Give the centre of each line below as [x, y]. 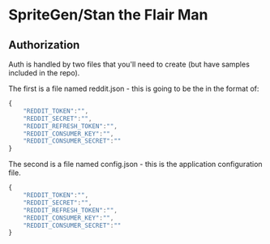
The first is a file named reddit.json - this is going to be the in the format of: [134, 88]
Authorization [44, 45]
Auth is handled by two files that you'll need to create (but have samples [129, 64]
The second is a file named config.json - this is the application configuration [135, 165]
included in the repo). [44, 73]
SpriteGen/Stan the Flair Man [108, 15]
